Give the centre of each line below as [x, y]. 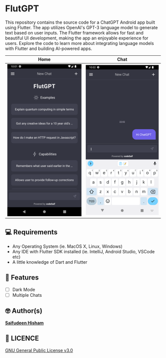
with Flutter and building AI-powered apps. [49, 48]
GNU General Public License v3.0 [39, 350]
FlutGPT [22, 9]
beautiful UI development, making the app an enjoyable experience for [77, 38]
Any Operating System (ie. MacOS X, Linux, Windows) [67, 246]
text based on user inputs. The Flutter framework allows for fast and [74, 33]
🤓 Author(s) [24, 311]
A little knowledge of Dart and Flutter [50, 262]
